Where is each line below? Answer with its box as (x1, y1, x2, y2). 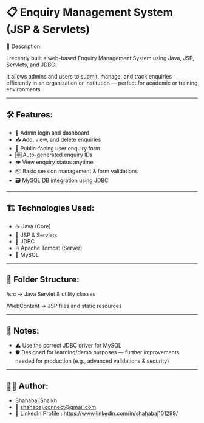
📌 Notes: (6, 326, 39, 336)
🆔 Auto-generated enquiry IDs (15, 151, 93, 158)
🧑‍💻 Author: (6, 380, 49, 391)
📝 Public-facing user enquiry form (15, 144, 100, 152)
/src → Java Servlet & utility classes (6, 290, 96, 298)
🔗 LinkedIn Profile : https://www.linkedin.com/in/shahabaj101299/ (15, 410, 178, 417)
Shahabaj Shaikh (15, 397, 58, 404)
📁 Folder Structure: (6, 274, 80, 284)
